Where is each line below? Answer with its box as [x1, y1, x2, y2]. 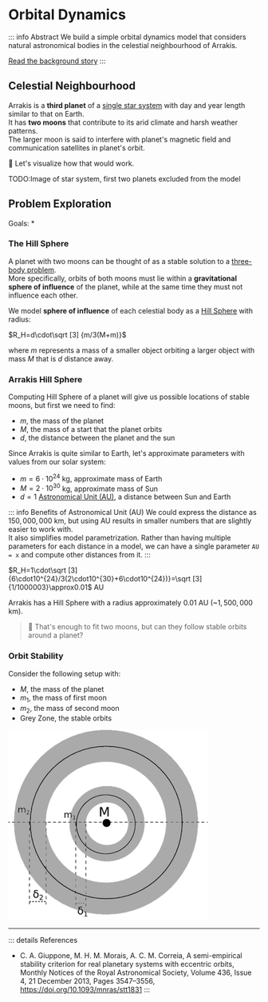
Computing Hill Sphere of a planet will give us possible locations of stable [8, 392, 250, 401]
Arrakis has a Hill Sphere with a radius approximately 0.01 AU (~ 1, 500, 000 [8, 598, 254, 608]
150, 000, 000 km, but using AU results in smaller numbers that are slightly [8, 516, 252, 525]
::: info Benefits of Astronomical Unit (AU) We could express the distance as [8, 508, 257, 517]
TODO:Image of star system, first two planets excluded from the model [8, 174, 241, 183]
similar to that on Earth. [8, 109, 85, 118]
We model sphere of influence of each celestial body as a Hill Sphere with [8, 305, 254, 315]
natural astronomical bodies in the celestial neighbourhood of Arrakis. [8, 40, 238, 50]
